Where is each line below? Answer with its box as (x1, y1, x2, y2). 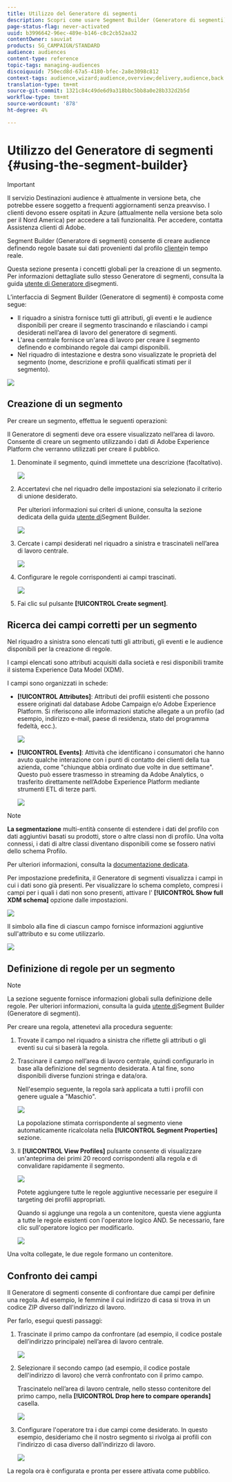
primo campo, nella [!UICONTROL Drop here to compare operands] (17, 1391, 211, 1400)
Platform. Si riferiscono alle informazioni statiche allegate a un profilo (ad (17, 707, 224, 715)
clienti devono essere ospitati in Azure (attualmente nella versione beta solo (7, 208, 223, 217)
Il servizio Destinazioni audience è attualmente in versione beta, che (7, 193, 202, 202)
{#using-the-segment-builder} (7, 157, 188, 173)
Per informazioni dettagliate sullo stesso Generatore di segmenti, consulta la (7, 271, 224, 280)
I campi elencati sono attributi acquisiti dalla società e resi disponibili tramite (7, 659, 224, 667)
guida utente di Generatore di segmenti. (7, 279, 119, 287)
